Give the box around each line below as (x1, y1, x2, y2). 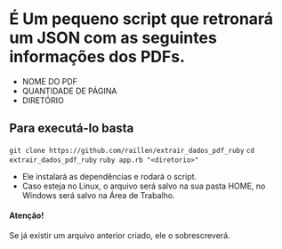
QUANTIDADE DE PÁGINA (21, 85, 117, 96)
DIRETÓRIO (21, 94, 64, 106)
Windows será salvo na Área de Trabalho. (21, 189, 175, 200)
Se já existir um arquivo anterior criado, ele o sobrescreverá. (9, 229, 230, 240)
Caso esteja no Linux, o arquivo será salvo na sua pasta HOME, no (21, 181, 266, 191)
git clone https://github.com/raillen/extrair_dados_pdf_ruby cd (9, 146, 255, 155)
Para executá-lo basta (9, 121, 134, 136)
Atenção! (9, 210, 44, 221)
